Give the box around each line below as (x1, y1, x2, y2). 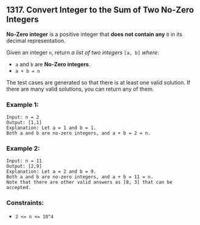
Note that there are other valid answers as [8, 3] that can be (6, 179, 173, 185)
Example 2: (6, 144, 40, 153)
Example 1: (6, 100, 39, 109)
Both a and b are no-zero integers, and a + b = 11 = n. (6, 174, 154, 180)
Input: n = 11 (6, 158, 43, 164)
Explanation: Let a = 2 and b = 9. (6, 168, 97, 175)
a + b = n (15, 68, 41, 74)
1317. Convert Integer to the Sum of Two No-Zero (6, 5, 195, 15)
